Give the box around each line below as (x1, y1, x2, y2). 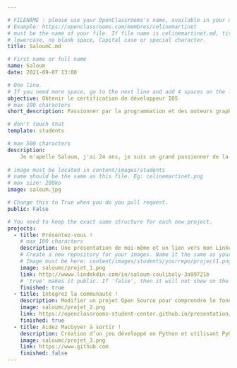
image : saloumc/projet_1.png (20, 264, 106, 271)
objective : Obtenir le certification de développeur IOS (7, 95, 178, 102)
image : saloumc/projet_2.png (20, 304, 106, 311)
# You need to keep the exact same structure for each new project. (7, 218, 213, 225)
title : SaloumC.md (7, 43, 61, 50)
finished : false (20, 350, 68, 357)
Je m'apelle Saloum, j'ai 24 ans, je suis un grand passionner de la (20, 153, 229, 160)
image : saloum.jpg (7, 186, 61, 193)
